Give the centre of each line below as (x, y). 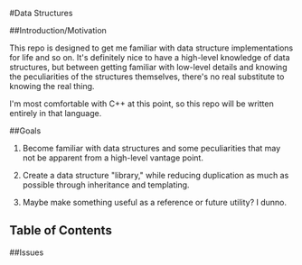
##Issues (27, 252)
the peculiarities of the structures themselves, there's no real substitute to (147, 77)
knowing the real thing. (52, 86)
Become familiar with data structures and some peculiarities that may (151, 148)
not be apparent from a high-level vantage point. (113, 158)
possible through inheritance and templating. (106, 185)
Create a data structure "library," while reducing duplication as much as (156, 175)
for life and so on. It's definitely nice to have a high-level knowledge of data (150, 57)
